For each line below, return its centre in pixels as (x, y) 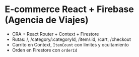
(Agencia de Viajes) (47, 20)
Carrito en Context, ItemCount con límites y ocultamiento (70, 44)
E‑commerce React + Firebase (69, 9)
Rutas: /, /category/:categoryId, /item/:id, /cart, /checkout (72, 39)
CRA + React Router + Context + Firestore (55, 34)
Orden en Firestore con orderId (45, 50)
